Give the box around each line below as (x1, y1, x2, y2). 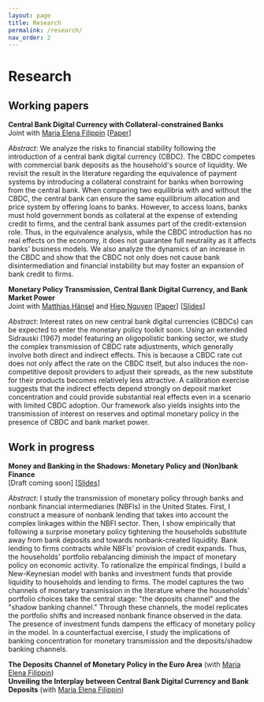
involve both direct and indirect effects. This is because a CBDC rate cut (8, 351, 243, 360)
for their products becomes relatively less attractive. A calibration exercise (8, 376, 250, 385)
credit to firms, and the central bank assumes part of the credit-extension (8, 219, 247, 229)
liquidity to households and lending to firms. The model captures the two (8, 577, 244, 587)
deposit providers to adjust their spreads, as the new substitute (48, 367, 254, 377)
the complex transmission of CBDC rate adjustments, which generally (8, 342, 234, 351)
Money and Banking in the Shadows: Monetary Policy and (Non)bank (8, 461, 239, 471)
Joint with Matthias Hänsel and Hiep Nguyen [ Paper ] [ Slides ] (8, 302, 206, 311)
